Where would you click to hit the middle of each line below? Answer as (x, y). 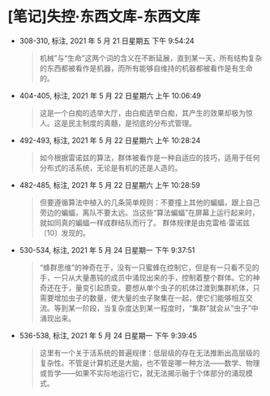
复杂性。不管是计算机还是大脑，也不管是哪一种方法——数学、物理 (150, 363)
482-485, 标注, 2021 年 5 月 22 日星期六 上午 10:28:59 (109, 185)
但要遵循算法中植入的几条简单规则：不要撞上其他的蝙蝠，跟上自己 (150, 202)
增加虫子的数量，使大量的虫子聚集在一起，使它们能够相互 (150, 298)
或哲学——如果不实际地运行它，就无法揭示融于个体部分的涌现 (143, 373)
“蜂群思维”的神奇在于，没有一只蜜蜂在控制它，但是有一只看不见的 (149, 267)
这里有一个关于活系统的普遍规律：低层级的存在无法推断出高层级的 (150, 352)
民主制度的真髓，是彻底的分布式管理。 (132, 123)
